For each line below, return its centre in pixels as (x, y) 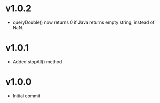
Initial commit (26, 96)
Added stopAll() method (37, 62)
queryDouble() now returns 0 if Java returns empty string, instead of (84, 22)
